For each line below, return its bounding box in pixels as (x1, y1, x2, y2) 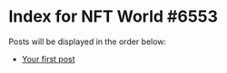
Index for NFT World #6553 (8, 6, 219, 27)
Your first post (21, 53, 75, 64)
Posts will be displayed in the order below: (8, 36, 167, 47)
